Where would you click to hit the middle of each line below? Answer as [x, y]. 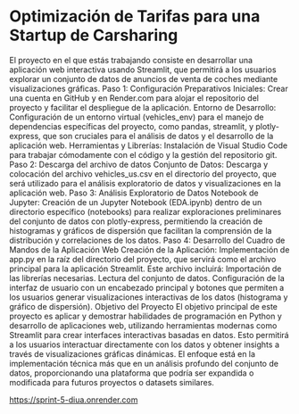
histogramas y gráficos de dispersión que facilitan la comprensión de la [141, 230]
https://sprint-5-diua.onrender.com [74, 400]
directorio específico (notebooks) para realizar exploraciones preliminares [145, 211]
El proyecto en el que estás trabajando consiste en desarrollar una [131, 60]
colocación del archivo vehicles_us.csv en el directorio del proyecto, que [143, 174]
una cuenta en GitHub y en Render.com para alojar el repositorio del [134, 98]
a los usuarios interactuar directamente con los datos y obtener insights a [144, 344]
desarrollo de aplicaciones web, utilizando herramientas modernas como [143, 325]
